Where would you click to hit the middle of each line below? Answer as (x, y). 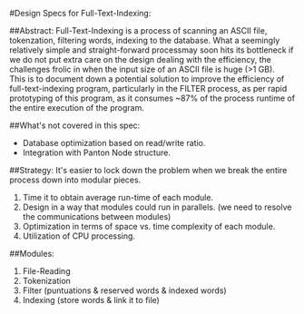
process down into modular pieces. (75, 180)
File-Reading (46, 271)
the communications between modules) (97, 216)
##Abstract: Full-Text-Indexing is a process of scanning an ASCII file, (138, 30)
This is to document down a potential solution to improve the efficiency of (147, 79)
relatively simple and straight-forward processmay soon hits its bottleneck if (152, 50)
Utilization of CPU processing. (79, 236)
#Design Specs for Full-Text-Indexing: (80, 13)
